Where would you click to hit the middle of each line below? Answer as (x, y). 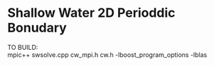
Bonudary (37, 28)
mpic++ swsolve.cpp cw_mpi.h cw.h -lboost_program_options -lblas (107, 55)
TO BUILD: (23, 47)
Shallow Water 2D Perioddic (91, 13)
